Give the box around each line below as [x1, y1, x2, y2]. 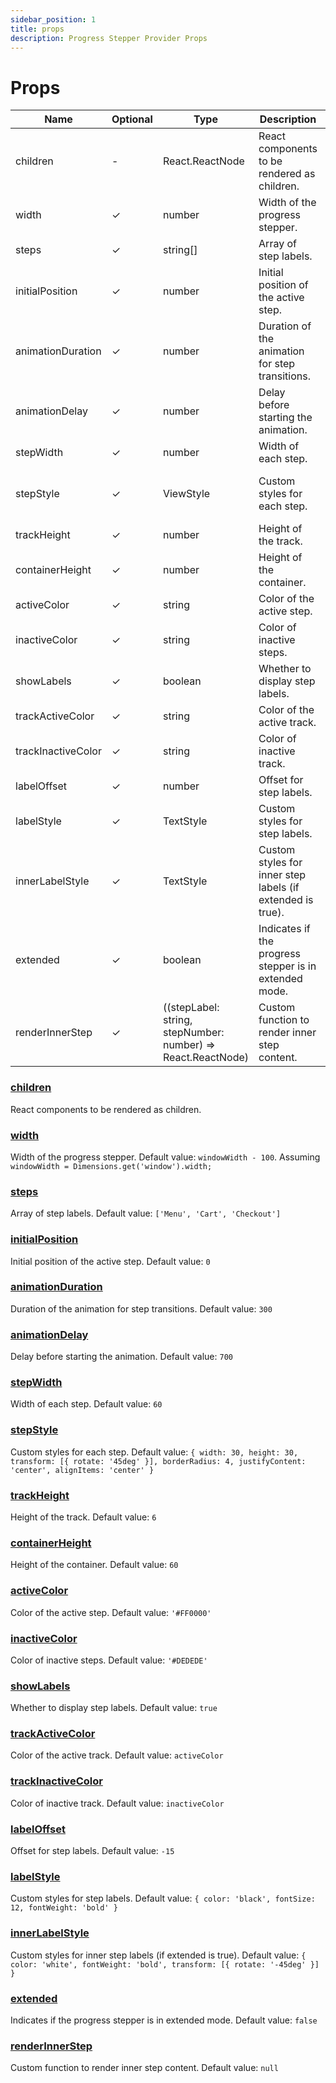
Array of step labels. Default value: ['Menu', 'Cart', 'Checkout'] [10, 1207, 282, 1220]
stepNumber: [162, 1026, 225, 1040]
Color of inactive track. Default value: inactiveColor [10, 1797, 225, 1809]
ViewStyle [162, 487, 211, 501]
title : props [10, 24, 65, 34]
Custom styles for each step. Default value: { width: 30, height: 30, [10, 1446, 299, 1458]
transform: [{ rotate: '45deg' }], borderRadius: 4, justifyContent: [10, 1456, 307, 1466]
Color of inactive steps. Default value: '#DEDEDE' [10, 1654, 208, 1666]
